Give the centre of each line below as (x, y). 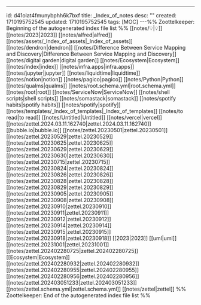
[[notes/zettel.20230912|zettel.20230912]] (59, 219)
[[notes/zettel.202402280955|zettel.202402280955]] (73, 270)
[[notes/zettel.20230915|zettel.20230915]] (59, 232)
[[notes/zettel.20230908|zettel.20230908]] (60, 200)
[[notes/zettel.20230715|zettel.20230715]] (58, 162)
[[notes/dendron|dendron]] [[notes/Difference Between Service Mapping (96, 48)
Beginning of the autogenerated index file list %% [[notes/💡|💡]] (84, 28)
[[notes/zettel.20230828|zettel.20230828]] (60, 181)
